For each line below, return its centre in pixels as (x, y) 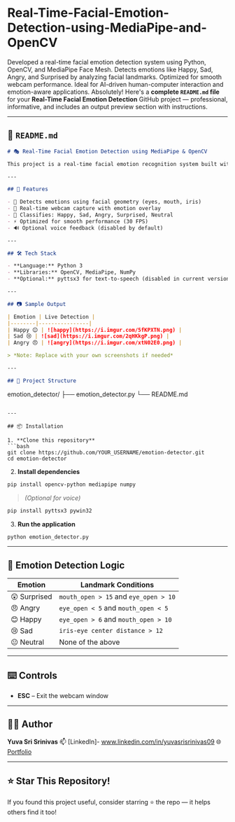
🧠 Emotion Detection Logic (66, 565)
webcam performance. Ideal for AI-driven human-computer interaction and (115, 84)
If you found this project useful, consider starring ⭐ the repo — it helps (109, 802)
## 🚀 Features (28, 189)
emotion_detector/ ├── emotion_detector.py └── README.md (98, 394)
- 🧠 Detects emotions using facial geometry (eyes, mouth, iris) (104, 202)
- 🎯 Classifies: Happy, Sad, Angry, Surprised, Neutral (90, 215)
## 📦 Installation (35, 426)
